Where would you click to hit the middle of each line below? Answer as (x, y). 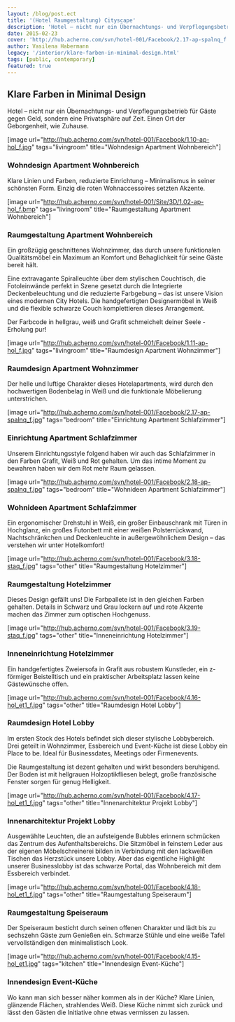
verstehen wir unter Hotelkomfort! (56, 545)
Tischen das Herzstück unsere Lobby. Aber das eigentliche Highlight (106, 859)
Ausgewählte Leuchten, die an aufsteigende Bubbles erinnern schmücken (114, 836)
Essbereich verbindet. (39, 873)
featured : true (29, 66)
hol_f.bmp (22, 209)
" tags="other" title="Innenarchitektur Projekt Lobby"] (120, 802)
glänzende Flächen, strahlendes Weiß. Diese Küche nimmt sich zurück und (115, 1004)
